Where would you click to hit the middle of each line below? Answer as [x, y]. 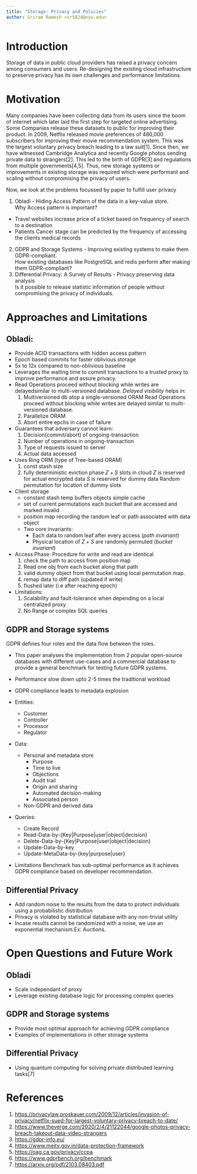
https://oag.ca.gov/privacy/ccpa [54, 1152]
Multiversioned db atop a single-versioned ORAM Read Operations [104, 397]
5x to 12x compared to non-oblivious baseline [70, 366]
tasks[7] [24, 1073]
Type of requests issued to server [65, 448]
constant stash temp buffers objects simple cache [84, 498]
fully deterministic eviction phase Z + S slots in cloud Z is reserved [104, 473]
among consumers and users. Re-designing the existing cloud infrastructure [99, 69]
